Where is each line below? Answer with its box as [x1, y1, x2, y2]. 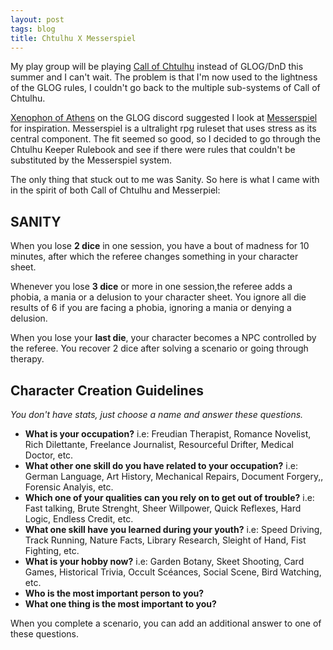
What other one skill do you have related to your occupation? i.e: [24, 460, 298, 471]
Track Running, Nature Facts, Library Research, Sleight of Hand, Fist [24, 534, 307, 546]
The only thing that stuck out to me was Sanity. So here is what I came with [10, 174, 320, 186]
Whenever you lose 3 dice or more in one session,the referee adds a [10, 281, 293, 293]
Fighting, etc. [24, 545, 80, 556]
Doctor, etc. [24, 449, 74, 461]
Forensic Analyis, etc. [24, 481, 114, 493]
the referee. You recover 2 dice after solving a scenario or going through [10, 342, 309, 355]
